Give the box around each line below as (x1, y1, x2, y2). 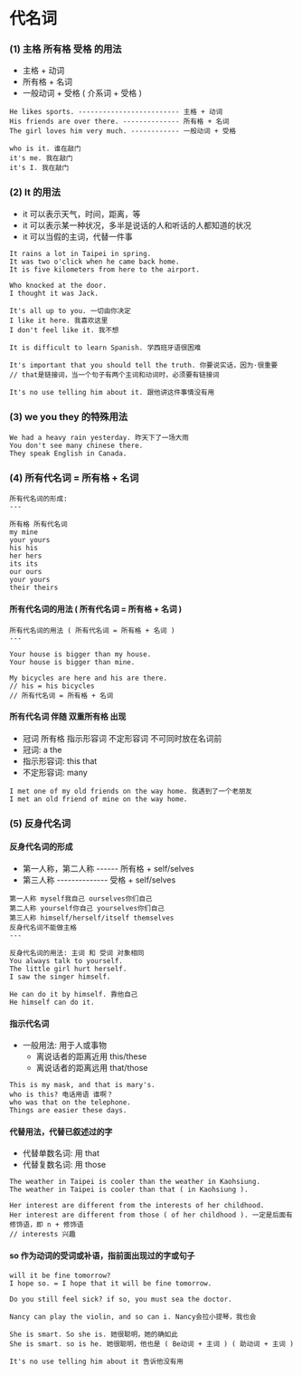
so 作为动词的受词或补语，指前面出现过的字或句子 (9, 1250, 195, 1261)
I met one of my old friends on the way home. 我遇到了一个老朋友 (9, 787, 253, 796)
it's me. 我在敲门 (9, 154, 73, 163)
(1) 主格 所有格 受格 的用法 (9, 43, 122, 55)
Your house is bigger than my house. (9, 649, 152, 659)
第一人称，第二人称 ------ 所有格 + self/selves (22, 863, 194, 874)
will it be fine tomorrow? (9, 1271, 111, 1280)
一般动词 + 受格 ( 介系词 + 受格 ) (22, 88, 143, 99)
